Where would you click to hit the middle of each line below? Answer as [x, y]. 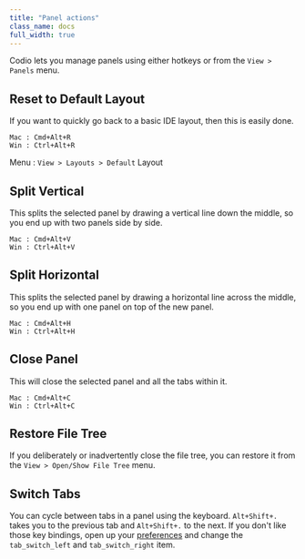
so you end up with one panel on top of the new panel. [112, 307]
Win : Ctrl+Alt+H [42, 331]
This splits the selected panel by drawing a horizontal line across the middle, [153, 297]
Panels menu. [35, 70]
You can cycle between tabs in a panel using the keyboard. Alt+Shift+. [143, 516]
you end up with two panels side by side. [86, 223]
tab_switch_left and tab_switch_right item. [92, 545]
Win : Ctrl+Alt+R [42, 146]
